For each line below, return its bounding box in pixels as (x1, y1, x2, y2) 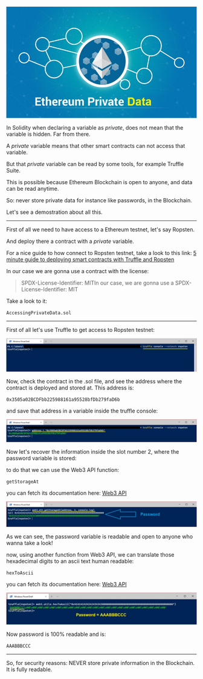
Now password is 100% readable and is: (6, 631, 106, 638)
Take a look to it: (6, 297, 47, 305)
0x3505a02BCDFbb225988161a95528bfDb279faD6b (6, 396, 120, 403)
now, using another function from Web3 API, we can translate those (6, 551, 175, 558)
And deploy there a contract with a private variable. (6, 237, 134, 245)
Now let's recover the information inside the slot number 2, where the (6, 448, 179, 455)
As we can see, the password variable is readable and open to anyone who (6, 532, 193, 540)
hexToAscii (6, 570, 34, 576)
